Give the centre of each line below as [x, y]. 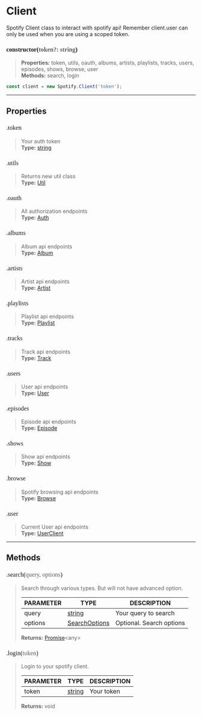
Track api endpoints [46, 351]
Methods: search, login [50, 76]
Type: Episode [39, 428]
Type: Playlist [38, 323]
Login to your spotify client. [55, 666]
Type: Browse [38, 498]
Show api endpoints [45, 457]
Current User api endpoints [55, 527]
